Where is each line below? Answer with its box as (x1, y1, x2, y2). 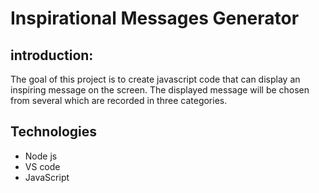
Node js (24, 150, 58, 162)
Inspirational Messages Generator (10, 7, 300, 30)
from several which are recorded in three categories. (10, 95, 228, 106)
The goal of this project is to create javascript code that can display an (10, 73, 301, 85)
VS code (24, 160, 61, 172)
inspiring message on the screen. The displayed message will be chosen (10, 84, 310, 96)
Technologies (10, 123, 98, 141)
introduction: (10, 47, 94, 64)
